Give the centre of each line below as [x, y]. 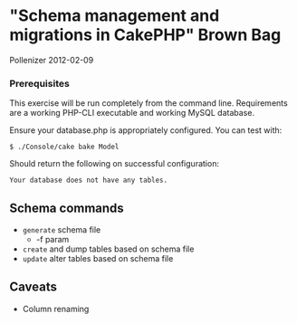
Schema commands [67, 208]
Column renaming [56, 309]
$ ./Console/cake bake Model [64, 147]
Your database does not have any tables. [89, 180]
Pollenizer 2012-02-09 [52, 60]
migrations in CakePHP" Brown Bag [145, 35]
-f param [53, 240]
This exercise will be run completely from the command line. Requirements [148, 103]
